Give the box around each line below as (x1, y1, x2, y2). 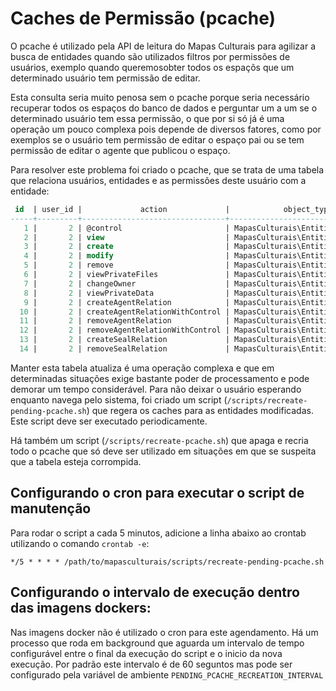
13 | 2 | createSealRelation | (19, 335, 230, 345)
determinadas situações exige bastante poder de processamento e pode (10, 372, 310, 384)
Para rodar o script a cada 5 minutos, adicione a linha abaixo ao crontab (10, 527, 307, 539)
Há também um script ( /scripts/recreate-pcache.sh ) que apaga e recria (10, 434, 309, 446)
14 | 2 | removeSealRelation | (19, 344, 230, 354)
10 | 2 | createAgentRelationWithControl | (19, 307, 230, 317)
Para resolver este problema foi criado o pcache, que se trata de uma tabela (10, 163, 325, 176)
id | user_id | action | (14, 204, 230, 214)
